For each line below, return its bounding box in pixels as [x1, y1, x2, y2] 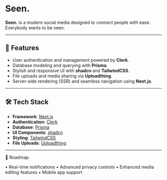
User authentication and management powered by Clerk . [12, 57, 129, 63]
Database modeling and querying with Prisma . [12, 62, 108, 68]
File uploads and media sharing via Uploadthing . [12, 73, 113, 79]
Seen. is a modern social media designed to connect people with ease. [5, 19, 151, 25]
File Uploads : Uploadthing [12, 140, 67, 146]
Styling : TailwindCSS [12, 135, 56, 141]
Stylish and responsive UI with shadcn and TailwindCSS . [12, 68, 130, 74]
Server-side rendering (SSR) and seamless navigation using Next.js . [12, 78, 153, 84]
